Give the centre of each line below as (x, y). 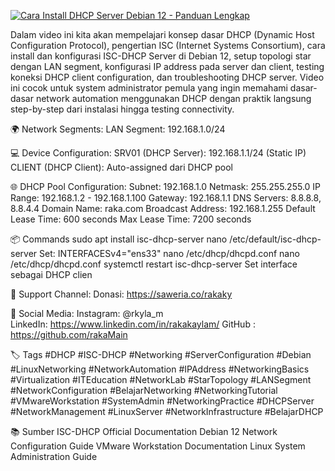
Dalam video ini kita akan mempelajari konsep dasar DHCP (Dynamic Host (162, 34)
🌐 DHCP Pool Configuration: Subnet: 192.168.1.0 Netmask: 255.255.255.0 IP (166, 186)
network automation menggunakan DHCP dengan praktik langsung (173, 98)
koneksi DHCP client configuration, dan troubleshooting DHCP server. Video (167, 77)
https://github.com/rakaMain (69, 334)
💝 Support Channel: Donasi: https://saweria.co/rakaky (121, 294)
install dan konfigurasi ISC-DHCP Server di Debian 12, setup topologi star (161, 56)
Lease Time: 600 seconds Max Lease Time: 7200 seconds (131, 219)
